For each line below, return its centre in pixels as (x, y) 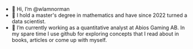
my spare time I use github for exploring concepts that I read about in (95, 34)
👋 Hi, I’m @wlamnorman (41, 9)
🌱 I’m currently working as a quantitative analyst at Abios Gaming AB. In (98, 27)
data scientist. (28, 21)
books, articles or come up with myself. (59, 40)
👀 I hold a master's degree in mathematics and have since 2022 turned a (99, 15)
